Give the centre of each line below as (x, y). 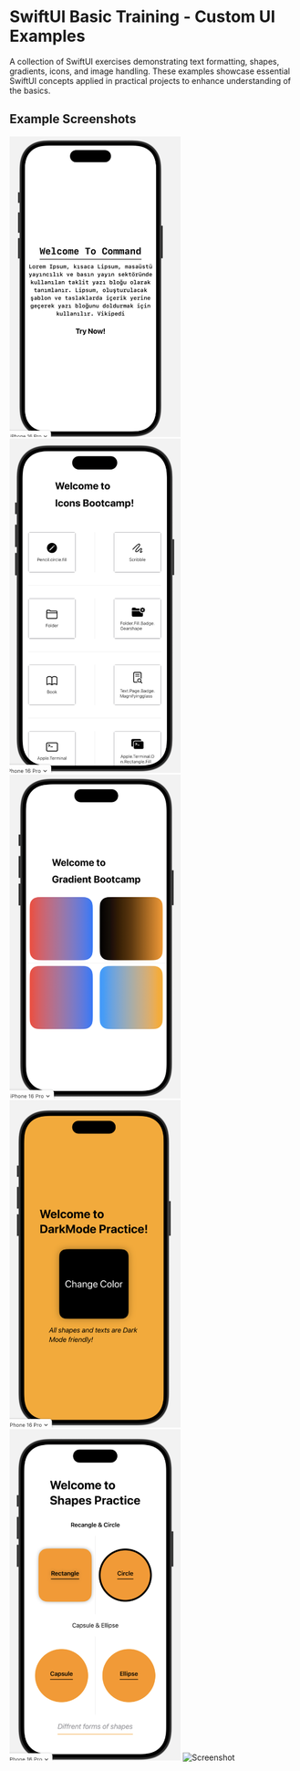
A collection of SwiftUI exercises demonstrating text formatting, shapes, (145, 61)
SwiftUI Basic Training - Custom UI (143, 17)
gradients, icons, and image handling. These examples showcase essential (150, 71)
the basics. (30, 90)
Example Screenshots (73, 119)
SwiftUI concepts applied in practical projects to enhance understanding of (150, 80)
